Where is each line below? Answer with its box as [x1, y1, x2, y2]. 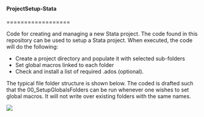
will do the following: [6, 43, 59, 51]
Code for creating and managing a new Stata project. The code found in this [6, 30, 198, 38]
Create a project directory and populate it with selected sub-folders [15, 55, 185, 62]
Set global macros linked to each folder [15, 62, 114, 69]
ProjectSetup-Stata [6, 5, 57, 12]
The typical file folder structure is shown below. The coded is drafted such [6, 80, 194, 87]
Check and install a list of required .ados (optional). [15, 68, 144, 76]
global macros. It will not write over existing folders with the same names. [6, 93, 191, 100]
